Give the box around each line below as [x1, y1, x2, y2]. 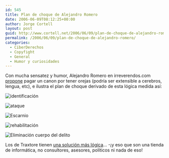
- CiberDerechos [10, 45, 44, 50]
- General [10, 54, 30, 59]
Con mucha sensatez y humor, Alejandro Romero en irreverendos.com [5, 72, 151, 78]
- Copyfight [10, 49, 35, 54]
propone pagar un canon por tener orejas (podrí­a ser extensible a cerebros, [5, 78, 162, 84]
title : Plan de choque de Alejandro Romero [5, 12, 98, 17]
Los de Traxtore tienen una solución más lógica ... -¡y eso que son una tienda [5, 142, 164, 148]
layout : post [5, 26, 33, 31]
